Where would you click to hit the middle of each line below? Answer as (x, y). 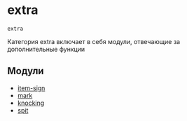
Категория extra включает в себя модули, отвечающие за (94, 41)
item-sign (31, 88)
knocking (31, 103)
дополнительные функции (46, 49)
